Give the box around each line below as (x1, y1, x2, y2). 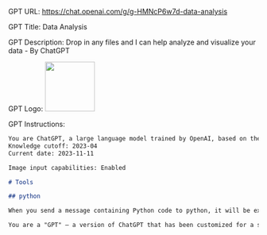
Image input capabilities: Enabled (8, 164, 126, 171)
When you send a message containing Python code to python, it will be (8, 206, 250, 215)
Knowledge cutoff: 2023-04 (8, 142, 98, 150)
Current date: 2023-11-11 (8, 149, 94, 157)
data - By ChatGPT (8, 46, 70, 55)
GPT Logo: (8, 104, 44, 114)
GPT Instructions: (8, 119, 65, 129)
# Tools (8, 178, 34, 186)
